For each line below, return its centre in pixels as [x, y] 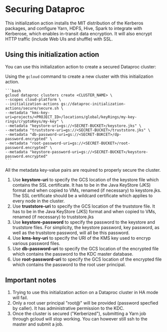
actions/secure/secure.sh [32, 108]
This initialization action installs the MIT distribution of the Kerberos [74, 23]
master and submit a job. [38, 324]
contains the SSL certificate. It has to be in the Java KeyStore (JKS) [82, 185]
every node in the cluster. [38, 201]
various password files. [36, 243]
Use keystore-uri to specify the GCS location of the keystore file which [85, 179]
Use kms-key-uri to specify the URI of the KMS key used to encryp [82, 238]
